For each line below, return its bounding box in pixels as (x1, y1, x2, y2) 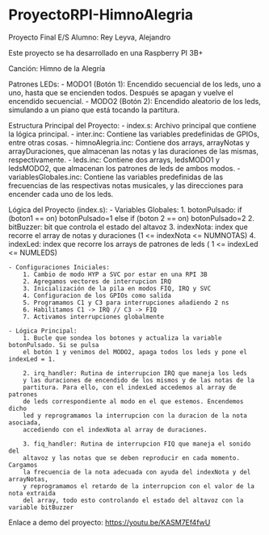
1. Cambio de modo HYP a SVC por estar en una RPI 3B (23, 270, 208, 278)
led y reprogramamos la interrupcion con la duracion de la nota (23, 412, 248, 420)
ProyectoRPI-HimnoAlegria (8, 6, 194, 24)
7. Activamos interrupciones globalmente (23, 312, 164, 320)
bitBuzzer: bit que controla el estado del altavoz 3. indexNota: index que (8, 222, 248, 232)
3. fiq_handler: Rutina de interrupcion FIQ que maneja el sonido (23, 440, 251, 448)
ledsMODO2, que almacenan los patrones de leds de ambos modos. (8, 163, 236, 173)
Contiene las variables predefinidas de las (83, 172, 224, 182)
